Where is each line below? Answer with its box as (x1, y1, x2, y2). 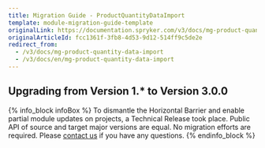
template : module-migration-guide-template (8, 19, 154, 27)
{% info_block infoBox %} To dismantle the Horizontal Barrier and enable (8, 105, 245, 115)
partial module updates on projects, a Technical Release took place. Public (8, 113, 250, 123)
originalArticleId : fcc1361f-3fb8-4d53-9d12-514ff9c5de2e (8, 33, 203, 42)
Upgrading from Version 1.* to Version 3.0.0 (8, 84, 229, 98)
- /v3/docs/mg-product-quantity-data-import (15, 48, 164, 56)
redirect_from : (8, 41, 58, 49)
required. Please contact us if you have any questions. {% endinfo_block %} (8, 131, 256, 140)
